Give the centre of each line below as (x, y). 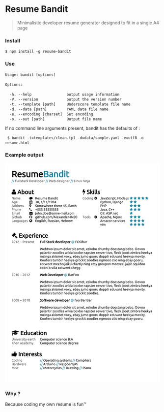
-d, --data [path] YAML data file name (59, 109)
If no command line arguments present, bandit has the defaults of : (73, 128)
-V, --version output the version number (66, 99)
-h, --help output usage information (65, 95)
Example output (24, 155)
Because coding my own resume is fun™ (46, 404)
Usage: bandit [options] (30, 75)
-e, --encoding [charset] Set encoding (51, 114)
